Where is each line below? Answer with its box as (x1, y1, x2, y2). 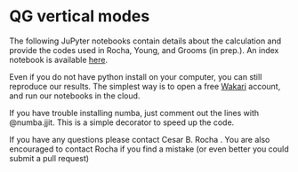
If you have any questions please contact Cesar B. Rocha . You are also (9, 134, 270, 145)
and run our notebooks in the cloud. (9, 90, 141, 101)
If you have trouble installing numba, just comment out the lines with (9, 107, 260, 118)
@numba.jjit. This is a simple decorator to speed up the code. (9, 117, 235, 128)
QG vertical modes (9, 6, 150, 27)
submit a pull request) (9, 152, 90, 163)
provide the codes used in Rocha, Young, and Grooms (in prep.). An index (9, 44, 279, 55)
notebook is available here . (9, 54, 109, 65)
